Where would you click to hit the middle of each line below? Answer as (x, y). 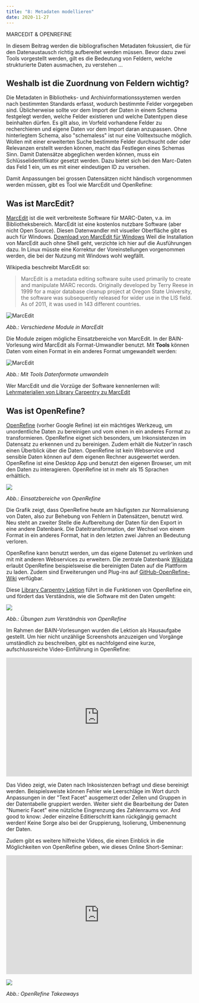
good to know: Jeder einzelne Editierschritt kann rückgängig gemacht (91, 816)
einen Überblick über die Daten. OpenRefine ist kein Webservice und (90, 450)
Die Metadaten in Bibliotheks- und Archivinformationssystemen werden (94, 98)
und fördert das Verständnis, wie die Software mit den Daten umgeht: (91, 596)
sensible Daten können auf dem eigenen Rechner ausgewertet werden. (93, 457)
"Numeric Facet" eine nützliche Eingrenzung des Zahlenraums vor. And (94, 810)
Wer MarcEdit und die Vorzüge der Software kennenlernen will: (83, 386)
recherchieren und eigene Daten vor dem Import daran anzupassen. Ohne (97, 129)
